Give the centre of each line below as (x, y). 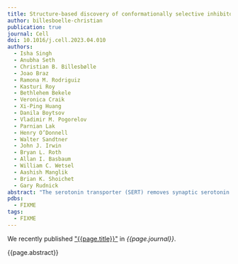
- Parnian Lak (34, 126)
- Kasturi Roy (34, 87)
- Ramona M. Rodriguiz (47, 80)
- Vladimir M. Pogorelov (50, 119)
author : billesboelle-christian (55, 21)
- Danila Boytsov (39, 113)
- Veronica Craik (39, 100)
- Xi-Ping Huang (38, 106)
